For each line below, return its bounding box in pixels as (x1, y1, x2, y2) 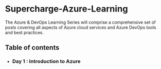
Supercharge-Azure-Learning (5, 3, 128, 14)
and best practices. (5, 29, 44, 35)
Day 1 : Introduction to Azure (12, 58, 81, 65)
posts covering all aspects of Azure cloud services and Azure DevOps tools (5, 24, 157, 30)
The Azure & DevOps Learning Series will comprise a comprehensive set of (5, 19, 156, 25)
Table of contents (5, 43, 59, 52)
